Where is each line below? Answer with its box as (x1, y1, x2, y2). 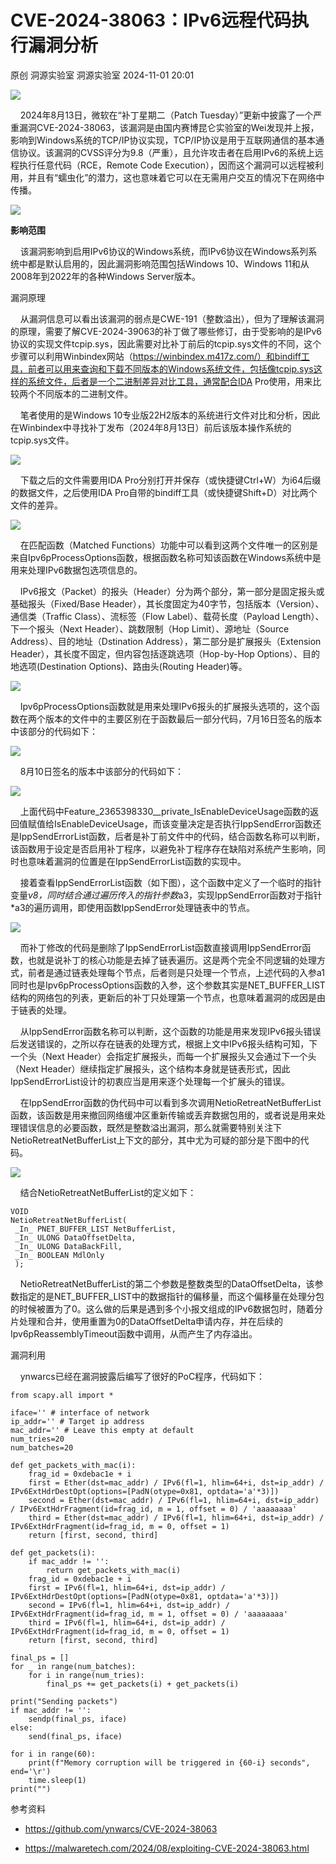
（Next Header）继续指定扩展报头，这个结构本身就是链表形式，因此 (10, 1062, 291, 1075)
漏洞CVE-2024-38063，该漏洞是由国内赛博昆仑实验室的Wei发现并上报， (18, 121, 320, 133)
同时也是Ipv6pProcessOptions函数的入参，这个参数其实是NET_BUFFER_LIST (10, 979, 326, 991)
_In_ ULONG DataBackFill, (14, 1241, 123, 1251)
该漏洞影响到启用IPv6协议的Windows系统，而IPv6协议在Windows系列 (19, 245, 309, 257)
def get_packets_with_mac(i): (10, 1460, 137, 1470)
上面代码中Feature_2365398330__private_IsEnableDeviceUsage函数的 (19, 805, 311, 817)
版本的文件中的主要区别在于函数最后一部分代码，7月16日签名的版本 (44, 712, 323, 725)
